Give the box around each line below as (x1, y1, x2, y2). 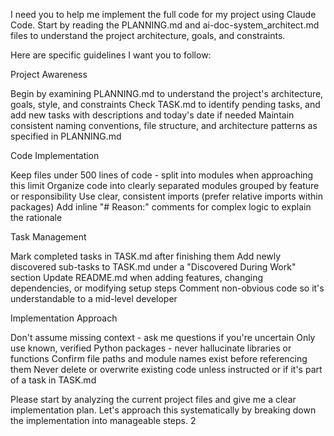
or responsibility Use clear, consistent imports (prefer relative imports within (10, 190, 323, 202)
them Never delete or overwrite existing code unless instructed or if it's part (10, 364, 323, 375)
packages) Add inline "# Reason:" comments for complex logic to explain (10, 201, 312, 213)
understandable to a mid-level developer (10, 293, 178, 304)
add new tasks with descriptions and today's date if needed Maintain (10, 109, 295, 121)
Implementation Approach (10, 312, 118, 324)
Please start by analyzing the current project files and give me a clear (10, 394, 297, 405)
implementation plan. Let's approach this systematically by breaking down (10, 404, 317, 416)
